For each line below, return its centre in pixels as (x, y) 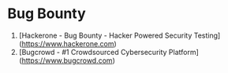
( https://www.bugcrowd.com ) (67, 60)
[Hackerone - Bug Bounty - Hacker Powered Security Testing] (120, 35)
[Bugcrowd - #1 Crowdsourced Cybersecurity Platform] (108, 52)
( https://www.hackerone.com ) (68, 43)
